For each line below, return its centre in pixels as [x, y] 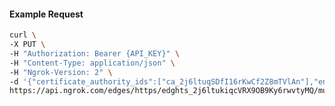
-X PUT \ [27, 45]
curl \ [23, 35]
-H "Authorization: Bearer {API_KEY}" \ [95, 53]
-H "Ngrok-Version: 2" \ [61, 72]
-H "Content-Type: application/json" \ [92, 63]
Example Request [46, 14]
